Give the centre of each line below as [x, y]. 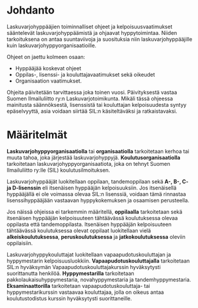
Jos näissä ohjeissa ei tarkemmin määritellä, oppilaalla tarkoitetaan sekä [95, 212]
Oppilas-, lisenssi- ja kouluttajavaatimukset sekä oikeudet [85, 74]
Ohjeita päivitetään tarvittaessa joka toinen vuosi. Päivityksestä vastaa [92, 92]
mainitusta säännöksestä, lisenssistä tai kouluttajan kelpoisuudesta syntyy [97, 104]
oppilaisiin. [20, 243]
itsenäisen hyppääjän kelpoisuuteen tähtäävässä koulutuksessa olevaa [93, 218]
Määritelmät [37, 135]
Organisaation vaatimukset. [48, 81]
